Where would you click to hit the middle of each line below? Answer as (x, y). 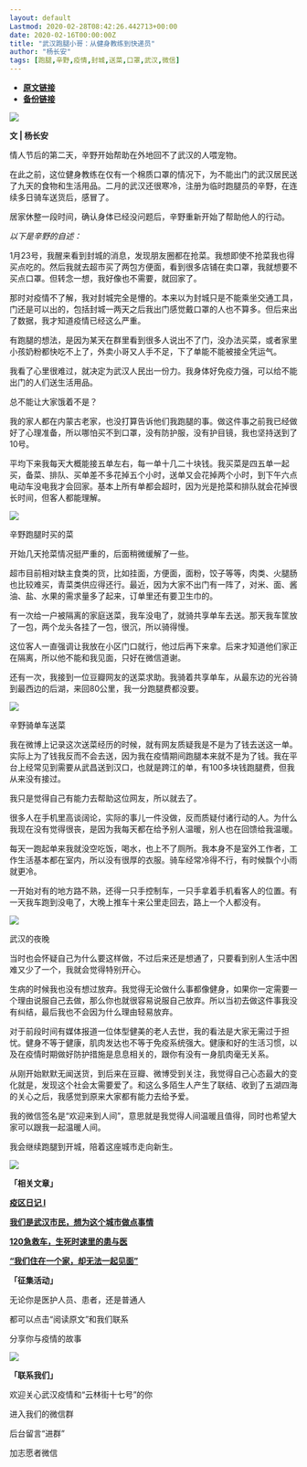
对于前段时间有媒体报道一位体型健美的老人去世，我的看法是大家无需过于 (145, 1031)
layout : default (40, 18)
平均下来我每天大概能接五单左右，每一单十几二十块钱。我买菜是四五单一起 (149, 463)
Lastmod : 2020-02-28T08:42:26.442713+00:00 (94, 27)
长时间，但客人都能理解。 (58, 498)
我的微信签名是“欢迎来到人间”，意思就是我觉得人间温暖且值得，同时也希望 (149, 1116)
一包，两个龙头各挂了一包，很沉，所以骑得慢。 (105, 627)
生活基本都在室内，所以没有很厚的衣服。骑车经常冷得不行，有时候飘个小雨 (157, 860)
